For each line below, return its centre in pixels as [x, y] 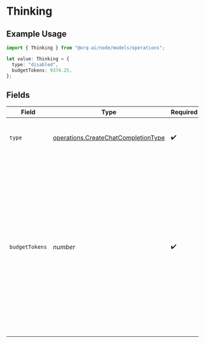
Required [184, 112]
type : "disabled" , [35, 65]
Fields [18, 95]
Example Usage [37, 34]
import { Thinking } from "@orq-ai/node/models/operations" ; [86, 48]
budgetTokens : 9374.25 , [42, 70]
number [64, 247]
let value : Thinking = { [38, 59]
